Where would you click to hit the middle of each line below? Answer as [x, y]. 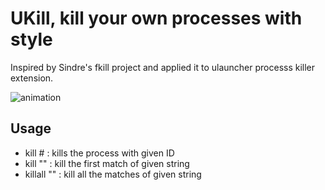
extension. [32, 78]
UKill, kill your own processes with [156, 18]
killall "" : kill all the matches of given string [113, 174]
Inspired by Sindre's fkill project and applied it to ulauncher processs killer [163, 67]
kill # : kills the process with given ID [99, 153]
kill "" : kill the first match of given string [107, 163]
